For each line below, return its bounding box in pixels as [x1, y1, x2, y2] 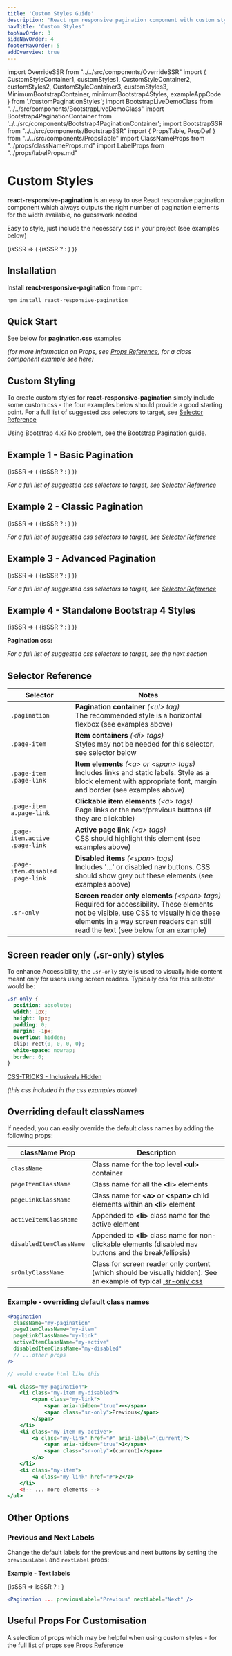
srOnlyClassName [10, 1269, 64, 1276]
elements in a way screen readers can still [75, 917, 211, 927]
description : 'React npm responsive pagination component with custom [7, 17, 215, 24]
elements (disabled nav [122, 1239, 198, 1249]
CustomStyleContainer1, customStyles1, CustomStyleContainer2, [7, 75, 192, 83]
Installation [7, 265, 57, 277]
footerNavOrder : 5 [7, 42, 60, 49]
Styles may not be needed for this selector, [75, 739, 215, 749]
